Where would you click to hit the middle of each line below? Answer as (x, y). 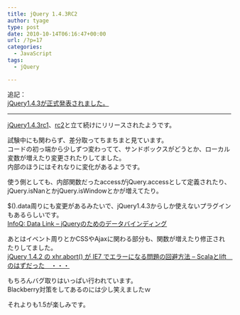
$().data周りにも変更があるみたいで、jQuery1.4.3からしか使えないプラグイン (119, 205)
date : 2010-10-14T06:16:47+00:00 (57, 34)
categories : (25, 47)
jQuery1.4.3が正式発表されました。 (58, 103)
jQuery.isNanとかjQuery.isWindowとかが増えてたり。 (85, 191)
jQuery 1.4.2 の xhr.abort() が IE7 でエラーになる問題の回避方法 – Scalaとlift (117, 256)
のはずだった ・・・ (38, 265)
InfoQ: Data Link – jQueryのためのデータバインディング (87, 223)
